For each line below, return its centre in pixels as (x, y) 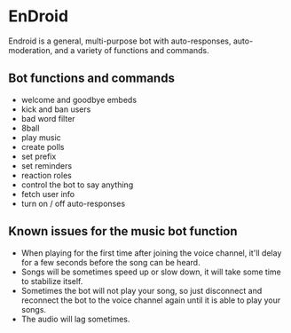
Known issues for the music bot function (123, 231)
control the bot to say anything (77, 185)
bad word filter (48, 118)
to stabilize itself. (52, 281)
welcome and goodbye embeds (79, 99)
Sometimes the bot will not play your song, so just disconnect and (142, 290)
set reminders (47, 165)
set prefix (39, 156)
